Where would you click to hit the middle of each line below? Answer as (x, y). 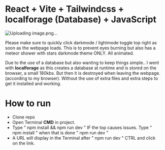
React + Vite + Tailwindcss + (65, 9)
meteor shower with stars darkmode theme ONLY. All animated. (70, 53)
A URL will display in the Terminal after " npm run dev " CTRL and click (84, 138)
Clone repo (24, 117)
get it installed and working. (33, 83)
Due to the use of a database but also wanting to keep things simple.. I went (82, 62)
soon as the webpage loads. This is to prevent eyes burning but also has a (81, 48)
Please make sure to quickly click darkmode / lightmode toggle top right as (81, 42)
